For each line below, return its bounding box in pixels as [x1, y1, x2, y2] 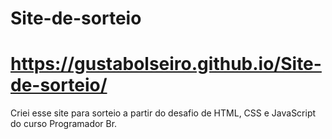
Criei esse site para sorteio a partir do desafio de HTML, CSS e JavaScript [10, 107, 317, 119]
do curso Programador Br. [10, 118, 118, 130]
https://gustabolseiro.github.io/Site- [10, 53, 322, 76]
